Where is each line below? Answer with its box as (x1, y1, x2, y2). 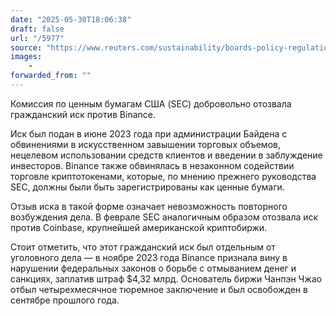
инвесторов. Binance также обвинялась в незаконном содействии (10, 159, 295, 171)
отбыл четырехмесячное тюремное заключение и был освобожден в (10, 283, 308, 295)
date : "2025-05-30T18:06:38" (10, 14, 132, 25)
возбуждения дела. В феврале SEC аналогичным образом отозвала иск (10, 211, 319, 223)
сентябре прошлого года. (10, 294, 120, 306)
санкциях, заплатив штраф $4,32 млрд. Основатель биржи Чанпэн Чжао (10, 272, 322, 285)
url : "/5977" (10, 33, 65, 43)
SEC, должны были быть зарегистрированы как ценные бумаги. (10, 181, 285, 193)
